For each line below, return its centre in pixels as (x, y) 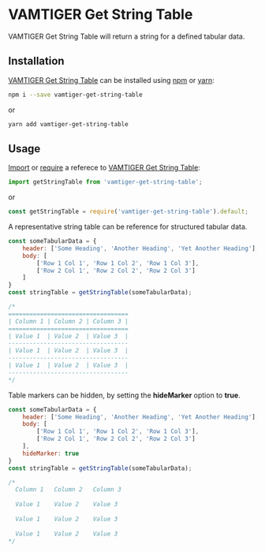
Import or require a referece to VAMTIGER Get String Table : (105, 168)
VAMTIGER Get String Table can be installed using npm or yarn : (111, 80)
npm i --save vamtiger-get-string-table (76, 95)
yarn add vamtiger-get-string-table (68, 124)
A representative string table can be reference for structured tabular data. (128, 227)
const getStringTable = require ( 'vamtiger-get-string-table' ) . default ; (128, 212)
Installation (36, 61)
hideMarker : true (51, 453)
